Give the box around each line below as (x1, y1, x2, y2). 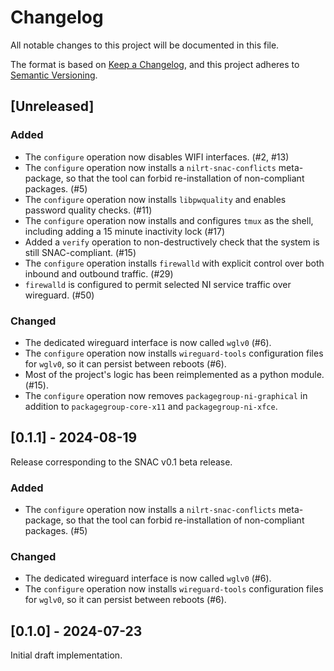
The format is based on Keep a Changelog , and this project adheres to (10, 58, 300, 70)
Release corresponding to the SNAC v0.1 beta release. (10, 456, 233, 468)
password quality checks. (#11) (24, 204, 153, 216)
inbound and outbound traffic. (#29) (24, 267, 174, 280)
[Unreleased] (10, 98, 95, 115)
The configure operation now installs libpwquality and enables (24, 193, 287, 205)
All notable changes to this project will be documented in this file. (10, 39, 280, 51)
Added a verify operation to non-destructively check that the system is (24, 236, 320, 248)
